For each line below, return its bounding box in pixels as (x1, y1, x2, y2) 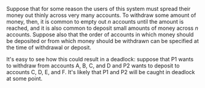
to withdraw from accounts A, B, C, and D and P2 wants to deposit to (6, 62, 180, 69)
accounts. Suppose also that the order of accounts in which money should (6, 31, 194, 38)
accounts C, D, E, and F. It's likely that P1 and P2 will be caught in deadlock (6, 69, 195, 75)
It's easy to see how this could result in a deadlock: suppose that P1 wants (6, 56, 194, 63)
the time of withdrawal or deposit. (6, 44, 92, 51)
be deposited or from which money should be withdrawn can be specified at (6, 38, 199, 44)
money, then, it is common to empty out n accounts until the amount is (6, 18, 184, 25)
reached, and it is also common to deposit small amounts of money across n (6, 24, 199, 32)
